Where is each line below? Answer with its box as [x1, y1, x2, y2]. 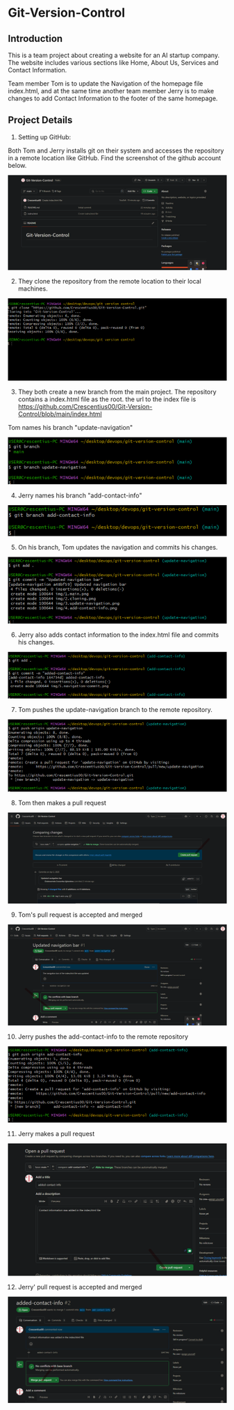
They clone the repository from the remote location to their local [17, 277, 202, 285]
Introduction [8, 33, 63, 45]
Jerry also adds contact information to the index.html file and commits [17, 630, 219, 639]
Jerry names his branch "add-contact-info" [17, 491, 142, 499]
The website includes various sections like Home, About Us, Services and [8, 59, 219, 67]
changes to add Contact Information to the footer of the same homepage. [8, 94, 218, 102]
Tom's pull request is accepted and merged [17, 911, 143, 919]
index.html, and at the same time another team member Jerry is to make [8, 87, 215, 95]
